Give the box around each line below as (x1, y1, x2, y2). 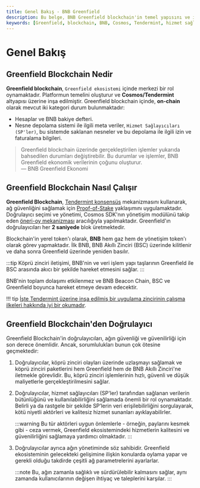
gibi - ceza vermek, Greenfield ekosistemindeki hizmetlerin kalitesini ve (14, 427, 189, 433)
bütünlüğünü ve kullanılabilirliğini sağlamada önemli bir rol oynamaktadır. (14, 396, 193, 403)
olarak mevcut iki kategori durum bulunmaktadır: (6, 104, 125, 111)
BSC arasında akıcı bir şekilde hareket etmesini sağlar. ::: (6, 266, 145, 273)
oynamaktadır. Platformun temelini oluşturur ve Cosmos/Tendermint (6, 91, 174, 98)
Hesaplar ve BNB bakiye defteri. (14, 116, 93, 123)
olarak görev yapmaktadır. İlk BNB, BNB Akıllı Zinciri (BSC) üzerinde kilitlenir (6, 242, 192, 249)
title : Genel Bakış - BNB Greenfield (6, 8, 100, 15)
